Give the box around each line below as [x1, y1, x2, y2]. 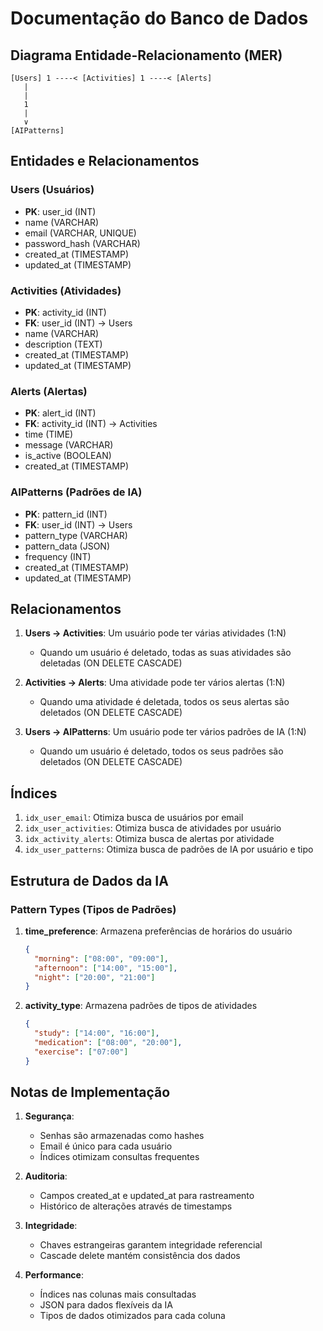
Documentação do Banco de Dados [10, 7, 309, 30]
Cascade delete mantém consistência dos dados [39, 1250, 241, 1262]
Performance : [24, 1269, 84, 1281]
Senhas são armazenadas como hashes [39, 1130, 205, 1142]
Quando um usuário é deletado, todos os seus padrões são [39, 745, 284, 757]
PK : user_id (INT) [24, 205, 97, 217]
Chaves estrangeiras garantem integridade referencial [39, 1239, 263, 1251]
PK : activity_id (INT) [24, 306, 107, 318]
